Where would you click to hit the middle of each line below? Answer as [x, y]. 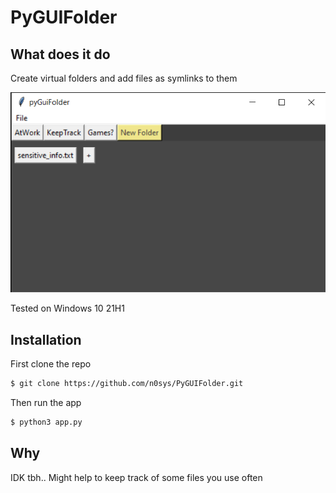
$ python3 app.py [46, 422]
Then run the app [46, 402]
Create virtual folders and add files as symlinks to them [124, 78]
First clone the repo [51, 363]
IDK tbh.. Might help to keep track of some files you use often [136, 477]
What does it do [60, 54]
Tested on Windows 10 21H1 [67, 308]
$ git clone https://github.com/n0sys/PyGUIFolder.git [127, 383]
